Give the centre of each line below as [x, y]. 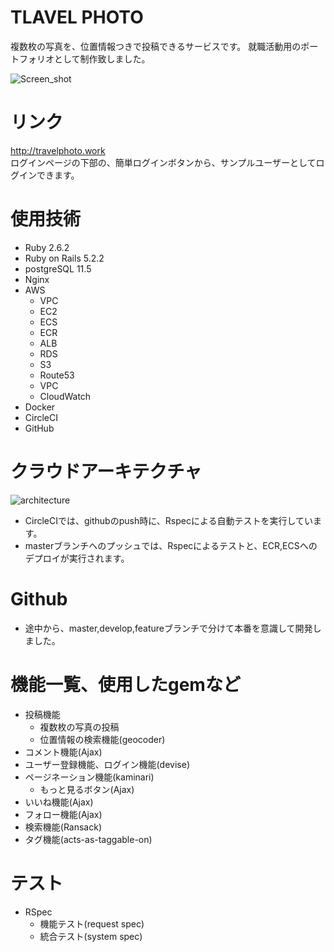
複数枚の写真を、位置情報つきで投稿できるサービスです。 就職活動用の [156, 46]
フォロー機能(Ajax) [63, 814]
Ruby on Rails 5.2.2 [64, 258]
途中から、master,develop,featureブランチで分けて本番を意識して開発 [168, 628]
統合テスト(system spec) [91, 936]
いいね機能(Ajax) [59, 802]
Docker [40, 407]
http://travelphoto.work [58, 150]
